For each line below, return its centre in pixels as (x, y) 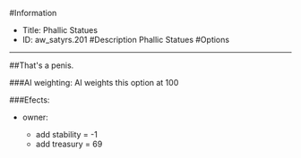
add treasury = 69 (69, 144)
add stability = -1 (67, 134)
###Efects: (30, 100)
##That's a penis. (42, 65)
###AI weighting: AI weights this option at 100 (94, 83)
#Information (33, 13)
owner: (35, 117)
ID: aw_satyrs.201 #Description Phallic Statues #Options (126, 40)
